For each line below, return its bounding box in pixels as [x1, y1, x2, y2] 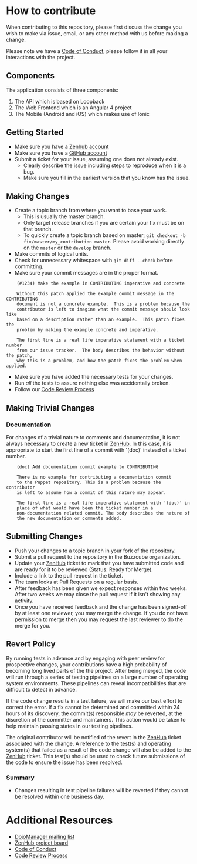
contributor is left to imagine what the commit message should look [16, 306, 191, 312]
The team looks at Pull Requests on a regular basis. [14, 578, 139, 585]
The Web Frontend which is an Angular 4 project [14, 104, 132, 111]
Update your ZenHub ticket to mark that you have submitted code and [14, 559, 184, 566]
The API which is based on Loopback [14, 98, 105, 105]
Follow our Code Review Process [14, 386, 94, 393]
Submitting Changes [6, 531, 83, 542]
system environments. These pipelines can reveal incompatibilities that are [6, 679, 186, 686]
